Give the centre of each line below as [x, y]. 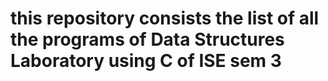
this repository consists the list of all [165, 18]
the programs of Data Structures [147, 39]
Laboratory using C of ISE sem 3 [146, 61]
